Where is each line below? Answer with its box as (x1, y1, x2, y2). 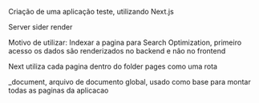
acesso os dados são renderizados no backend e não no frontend (8, 46, 226, 55)
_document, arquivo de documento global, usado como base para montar (8, 77, 251, 86)
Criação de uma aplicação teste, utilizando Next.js (8, 7, 174, 16)
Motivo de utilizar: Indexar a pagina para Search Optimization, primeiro (8, 38, 242, 47)
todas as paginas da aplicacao (8, 85, 109, 95)
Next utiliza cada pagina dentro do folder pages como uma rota (8, 61, 218, 71)
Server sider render (8, 22, 73, 31)
